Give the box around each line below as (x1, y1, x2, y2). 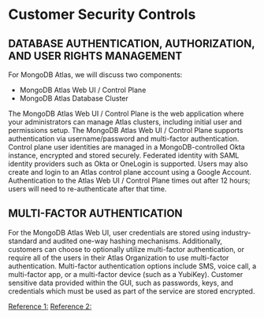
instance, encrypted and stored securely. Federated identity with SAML (8, 151, 240, 160)
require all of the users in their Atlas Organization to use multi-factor (8, 253, 229, 262)
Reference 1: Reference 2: (8, 301, 92, 311)
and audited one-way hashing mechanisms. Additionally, (39, 236, 223, 246)
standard (8, 236, 38, 246)
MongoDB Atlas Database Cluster (19, 94, 128, 103)
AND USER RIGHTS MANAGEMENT (8, 49, 183, 62)
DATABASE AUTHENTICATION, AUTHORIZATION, (8, 37, 255, 50)
